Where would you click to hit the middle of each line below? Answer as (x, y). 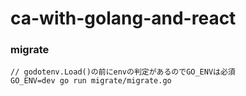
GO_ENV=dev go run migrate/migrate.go (91, 81)
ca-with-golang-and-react (123, 18)
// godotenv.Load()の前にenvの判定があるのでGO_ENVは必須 (123, 72)
